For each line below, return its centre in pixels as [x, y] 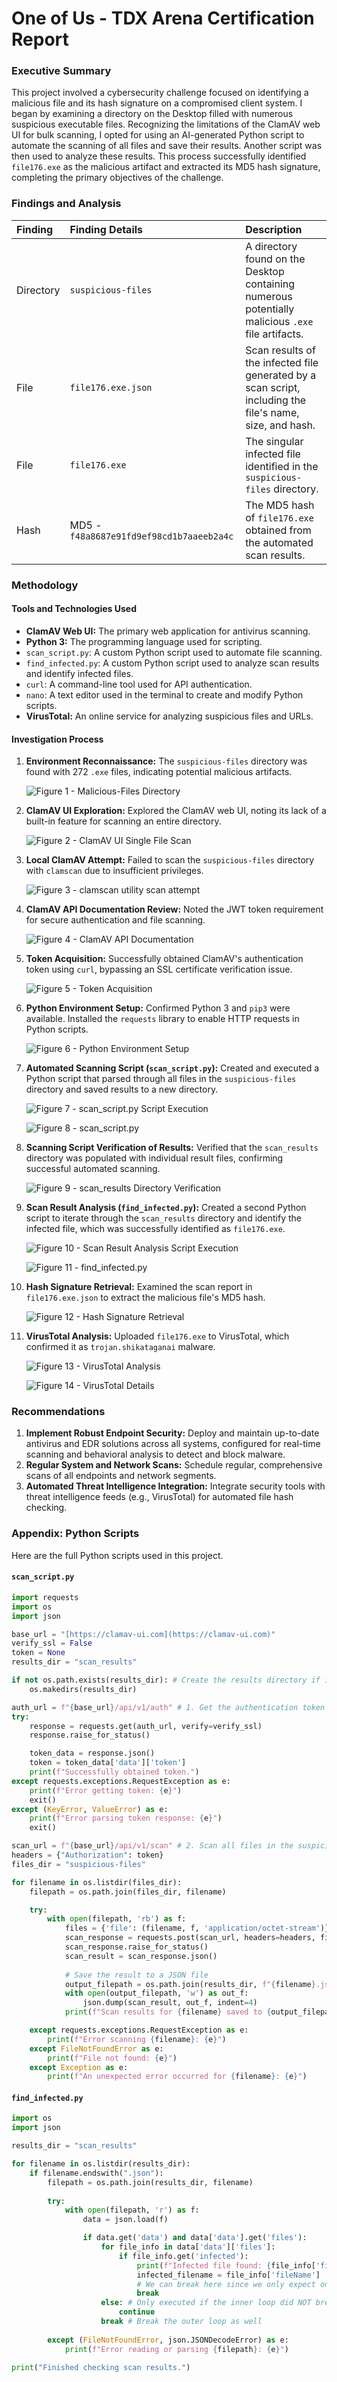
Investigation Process [57, 739]
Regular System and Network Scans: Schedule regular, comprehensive [174, 1465]
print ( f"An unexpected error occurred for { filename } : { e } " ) [177, 2077]
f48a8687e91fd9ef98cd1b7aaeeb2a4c [151, 536]
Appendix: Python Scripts [75, 1534]
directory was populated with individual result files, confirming [154, 1158]
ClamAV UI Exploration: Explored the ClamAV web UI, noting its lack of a [176, 811]
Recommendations [58, 1412]
